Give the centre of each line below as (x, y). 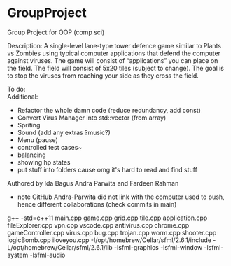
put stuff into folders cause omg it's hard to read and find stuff (107, 169)
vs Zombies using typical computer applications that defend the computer (114, 53)
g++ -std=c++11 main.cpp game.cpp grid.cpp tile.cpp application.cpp (107, 218)
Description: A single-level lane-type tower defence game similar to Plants (114, 45)
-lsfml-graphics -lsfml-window (159, 247)
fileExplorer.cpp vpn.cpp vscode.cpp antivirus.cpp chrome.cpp (98, 225)
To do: (16, 89)
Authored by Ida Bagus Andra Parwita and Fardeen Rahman (93, 183)
